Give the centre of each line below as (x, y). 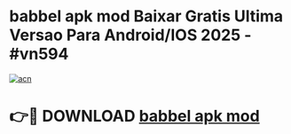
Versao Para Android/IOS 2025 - (130, 35)
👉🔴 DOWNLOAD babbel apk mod (134, 116)
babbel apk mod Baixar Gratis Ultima (146, 16)
